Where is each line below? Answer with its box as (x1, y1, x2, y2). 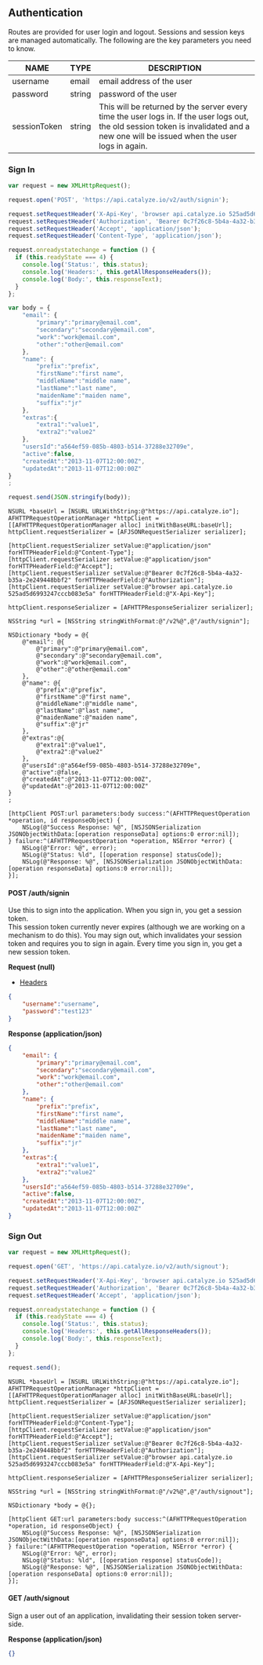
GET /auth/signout (8, 1594, 70, 1603)
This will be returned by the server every (99, 101, 248, 112)
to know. (8, 43, 36, 53)
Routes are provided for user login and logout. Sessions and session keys (8, 27, 245, 36)
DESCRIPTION (148, 62, 202, 73)
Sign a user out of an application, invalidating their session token (8, 1611, 217, 1620)
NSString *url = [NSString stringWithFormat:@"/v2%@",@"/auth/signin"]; (8, 618, 250, 626)
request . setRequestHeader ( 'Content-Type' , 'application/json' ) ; (8, 232, 222, 240)
